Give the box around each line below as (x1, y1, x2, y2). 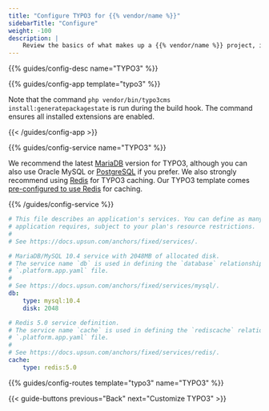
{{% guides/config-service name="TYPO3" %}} (8, 143, 167, 153)
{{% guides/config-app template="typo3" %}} (8, 79, 161, 89)
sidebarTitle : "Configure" (8, 19, 98, 27)
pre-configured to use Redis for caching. (8, 184, 143, 193)
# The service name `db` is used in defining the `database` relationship (8, 259, 263, 267)
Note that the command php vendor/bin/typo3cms (8, 95, 171, 104)
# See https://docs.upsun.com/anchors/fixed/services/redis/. (8, 348, 220, 357)
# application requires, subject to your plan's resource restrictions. (8, 222, 256, 230)
